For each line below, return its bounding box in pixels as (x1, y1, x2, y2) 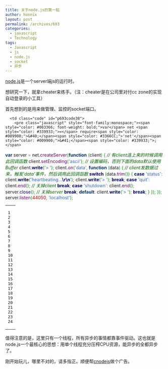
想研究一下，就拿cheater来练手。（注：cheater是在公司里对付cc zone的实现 (5, 89, 162, 95)
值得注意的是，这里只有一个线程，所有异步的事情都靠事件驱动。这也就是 (5, 335, 155, 341)
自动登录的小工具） (5, 95, 45, 101)
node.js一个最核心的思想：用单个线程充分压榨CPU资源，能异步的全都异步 (5, 341, 158, 347)
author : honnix (5, 12, 37, 17)
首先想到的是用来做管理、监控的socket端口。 (5, 106, 99, 112)
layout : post (5, 17, 33, 22)
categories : (5, 26, 30, 31)
